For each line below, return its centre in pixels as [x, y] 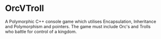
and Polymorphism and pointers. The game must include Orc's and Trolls [78, 26]
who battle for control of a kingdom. [41, 31]
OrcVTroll [25, 8]
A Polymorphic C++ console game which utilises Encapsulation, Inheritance [81, 21]
